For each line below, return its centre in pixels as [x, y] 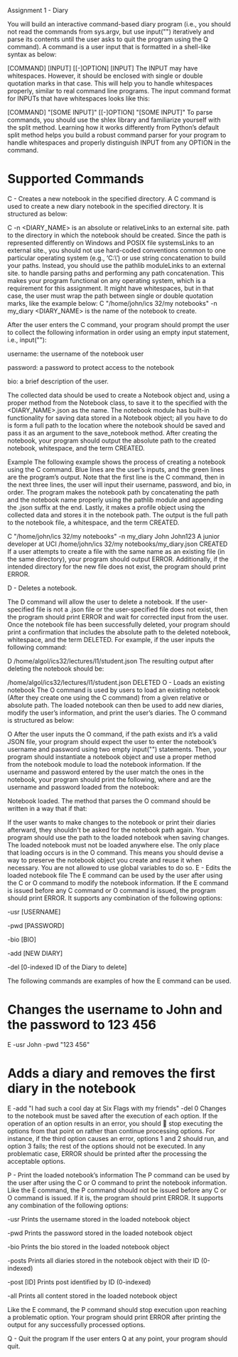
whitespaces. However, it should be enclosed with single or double [105, 76]
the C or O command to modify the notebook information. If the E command [118, 882]
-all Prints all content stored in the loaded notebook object [92, 1296]
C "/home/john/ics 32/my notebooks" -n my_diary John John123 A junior [114, 536]
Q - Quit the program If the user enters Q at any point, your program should [117, 1338]
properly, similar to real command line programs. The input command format [119, 91]
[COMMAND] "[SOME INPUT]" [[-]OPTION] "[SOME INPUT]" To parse [110, 112]
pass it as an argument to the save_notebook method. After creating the [113, 433]
